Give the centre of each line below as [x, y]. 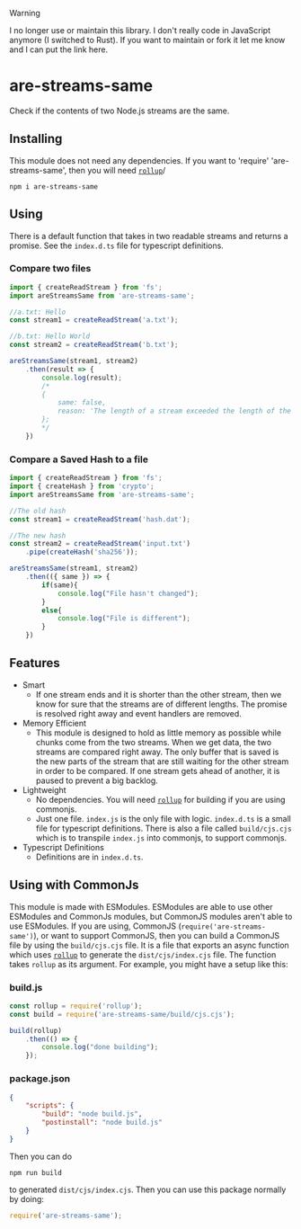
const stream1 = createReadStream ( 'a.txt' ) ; [94, 320]
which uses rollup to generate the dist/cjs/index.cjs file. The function [143, 954]
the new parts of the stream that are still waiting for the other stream [162, 761]
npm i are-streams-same [54, 187]
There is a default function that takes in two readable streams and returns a [149, 236]
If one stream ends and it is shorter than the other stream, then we [159, 694]
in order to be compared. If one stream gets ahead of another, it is [158, 770]
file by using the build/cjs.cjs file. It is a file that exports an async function [149, 945]
